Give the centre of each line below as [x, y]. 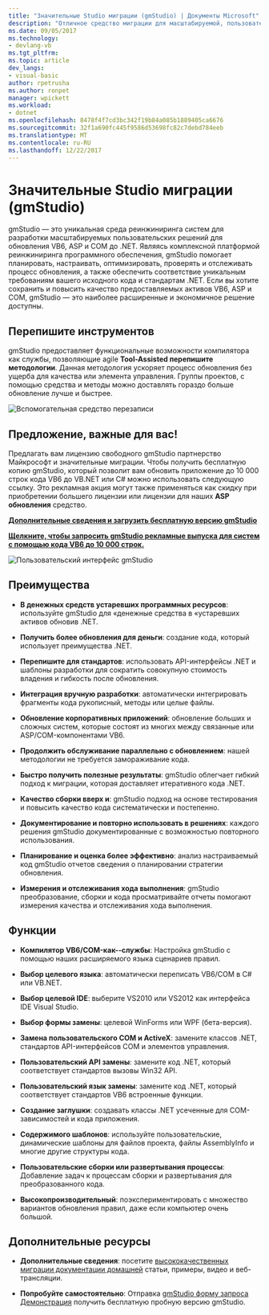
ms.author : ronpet [39, 90]
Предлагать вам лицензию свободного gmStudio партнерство [115, 453]
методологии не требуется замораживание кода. [105, 759]
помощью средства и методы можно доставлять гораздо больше [121, 385]
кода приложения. [108, 1118]
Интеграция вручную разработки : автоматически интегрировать [134, 694]
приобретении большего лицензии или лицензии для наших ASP [119, 496]
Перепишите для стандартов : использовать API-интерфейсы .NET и [138, 661]
